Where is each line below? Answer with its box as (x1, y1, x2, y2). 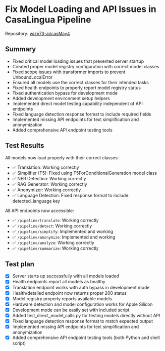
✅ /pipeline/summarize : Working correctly (12, 245, 99, 251)
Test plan (5, 260, 35, 268)
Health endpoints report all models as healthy (12, 279, 106, 285)
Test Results (5, 141, 45, 150)
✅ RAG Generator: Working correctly (12, 181, 88, 187)
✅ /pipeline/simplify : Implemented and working (12, 228, 113, 234)
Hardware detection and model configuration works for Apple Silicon (12, 301, 153, 307)
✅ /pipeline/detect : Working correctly (12, 223, 92, 229)
